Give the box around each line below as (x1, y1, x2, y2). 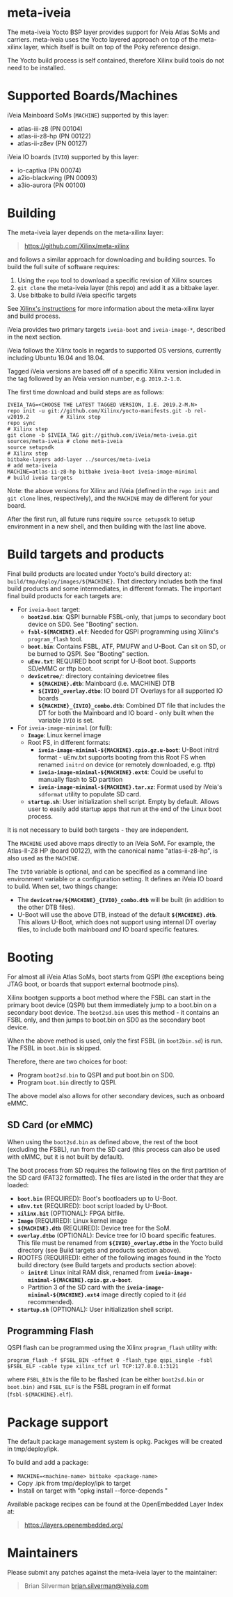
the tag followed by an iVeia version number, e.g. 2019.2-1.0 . (7, 374, 182, 383)
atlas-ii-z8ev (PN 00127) (17, 139, 88, 147)
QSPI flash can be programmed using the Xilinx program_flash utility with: (7, 1344, 218, 1352)
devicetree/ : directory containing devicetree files (27, 671, 169, 680)
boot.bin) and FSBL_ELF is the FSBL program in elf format (7, 1383, 171, 1391)
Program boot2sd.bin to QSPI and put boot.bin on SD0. (17, 1070, 175, 1079)
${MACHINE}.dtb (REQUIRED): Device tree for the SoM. (17, 1223, 172, 1232)
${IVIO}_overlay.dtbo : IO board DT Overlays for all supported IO (38, 687, 223, 695)
